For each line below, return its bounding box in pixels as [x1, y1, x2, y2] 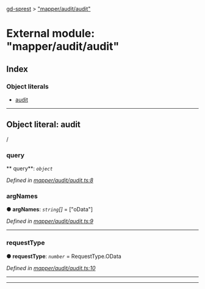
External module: [6, 27, 95, 40]
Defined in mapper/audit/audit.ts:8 [6, 177, 93, 184]
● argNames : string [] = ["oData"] [6, 206, 93, 213]
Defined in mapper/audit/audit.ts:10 [6, 264, 96, 271]
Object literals [6, 82, 49, 90]
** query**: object [6, 164, 53, 172]
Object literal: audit [6, 119, 81, 130]
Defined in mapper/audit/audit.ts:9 [6, 218, 93, 225]
